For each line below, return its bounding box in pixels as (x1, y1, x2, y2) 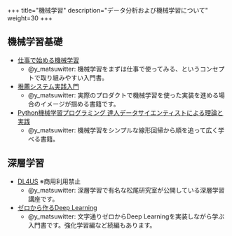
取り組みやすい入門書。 (40, 73, 109, 82)
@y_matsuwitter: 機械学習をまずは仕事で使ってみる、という (27, 64, 200, 73)
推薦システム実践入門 (17, 82, 79, 90)
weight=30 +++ (7, 14, 53, 22)
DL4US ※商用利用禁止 (17, 177, 81, 186)
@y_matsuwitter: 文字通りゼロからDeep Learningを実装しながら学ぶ (27, 212, 225, 221)
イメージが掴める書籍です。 (40, 99, 120, 108)
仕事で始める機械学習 (17, 55, 79, 64)
